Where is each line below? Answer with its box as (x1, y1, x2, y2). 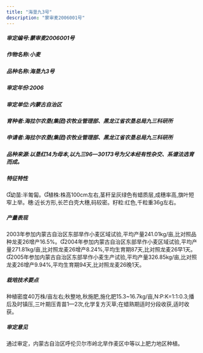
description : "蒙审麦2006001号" (6, 15, 86, 21)
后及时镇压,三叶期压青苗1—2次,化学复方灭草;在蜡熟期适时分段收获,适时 (6, 300, 185, 308)
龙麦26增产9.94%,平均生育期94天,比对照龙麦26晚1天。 (6, 261, 145, 269)
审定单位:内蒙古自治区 (6, 100, 62, 108)
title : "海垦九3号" (6, 9, 53, 15)
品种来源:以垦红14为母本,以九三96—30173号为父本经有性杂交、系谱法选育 (6, 150, 194, 158)
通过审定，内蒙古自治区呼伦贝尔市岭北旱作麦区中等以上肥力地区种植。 (6, 340, 183, 347)
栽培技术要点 (6, 277, 39, 284)
